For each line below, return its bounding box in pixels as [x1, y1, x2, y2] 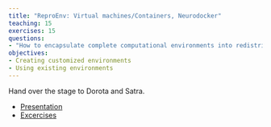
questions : [8, 34, 45, 43]
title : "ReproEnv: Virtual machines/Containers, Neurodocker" [8, 11, 222, 20]
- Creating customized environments [8, 57, 131, 65]
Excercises [19, 110, 57, 120]
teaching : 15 [8, 19, 52, 27]
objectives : [8, 49, 48, 57]
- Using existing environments [8, 64, 114, 72]
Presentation [19, 101, 63, 111]
